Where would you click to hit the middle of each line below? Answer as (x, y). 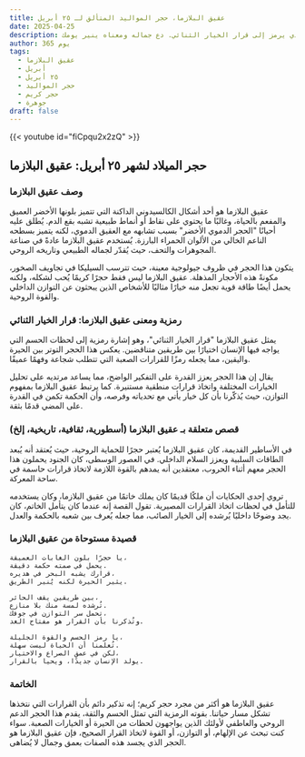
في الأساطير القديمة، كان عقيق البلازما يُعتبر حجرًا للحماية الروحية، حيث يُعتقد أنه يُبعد (151, 449)
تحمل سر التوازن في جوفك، (58, 613)
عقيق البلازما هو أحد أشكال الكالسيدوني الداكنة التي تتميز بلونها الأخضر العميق (139, 211)
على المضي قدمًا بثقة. (46, 406)
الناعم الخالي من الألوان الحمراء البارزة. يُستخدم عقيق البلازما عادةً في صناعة (138, 240)
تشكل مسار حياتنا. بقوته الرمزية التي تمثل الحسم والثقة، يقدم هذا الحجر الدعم (140, 713)
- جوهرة (32, 102)
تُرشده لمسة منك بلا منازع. (58, 605)
